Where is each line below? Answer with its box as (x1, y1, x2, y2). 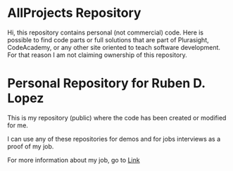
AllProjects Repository (7, 5, 141, 21)
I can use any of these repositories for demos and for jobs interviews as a (7, 134, 221, 143)
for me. (7, 121, 28, 129)
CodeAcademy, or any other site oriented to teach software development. (7, 43, 220, 51)
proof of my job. (7, 142, 54, 151)
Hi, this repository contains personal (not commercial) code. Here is (7, 28, 204, 37)
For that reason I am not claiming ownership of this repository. (7, 51, 188, 59)
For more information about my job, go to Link (7, 156, 140, 164)
